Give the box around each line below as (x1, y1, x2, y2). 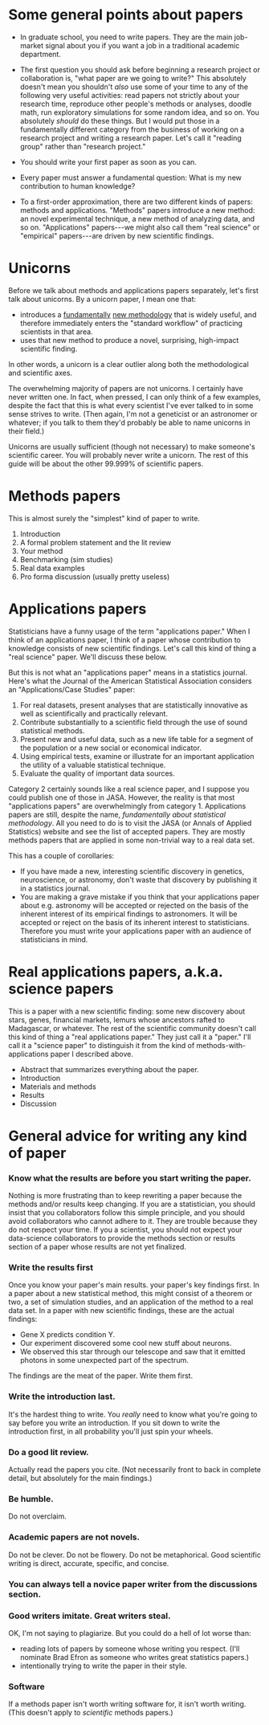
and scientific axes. (8, 368, 73, 377)
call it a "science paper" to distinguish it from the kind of (8, 1040, 195, 1050)
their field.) (8, 426, 45, 435)
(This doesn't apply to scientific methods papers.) (8, 1708, 174, 1718)
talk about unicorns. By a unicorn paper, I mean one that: (8, 294, 197, 304)
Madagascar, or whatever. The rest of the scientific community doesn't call (8, 1023, 257, 1033)
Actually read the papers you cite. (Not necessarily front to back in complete (8, 1465, 261, 1474)
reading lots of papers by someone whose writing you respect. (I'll (19, 1644, 240, 1654)
